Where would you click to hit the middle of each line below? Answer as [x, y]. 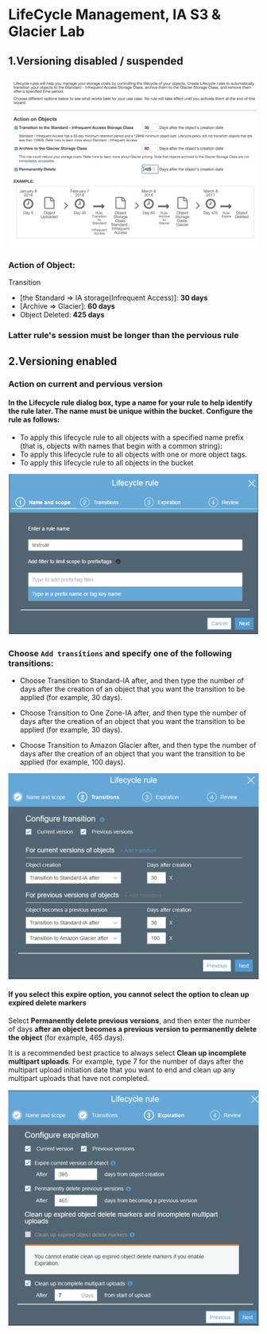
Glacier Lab [46, 31]
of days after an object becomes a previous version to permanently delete [132, 1029]
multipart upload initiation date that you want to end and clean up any [122, 1070]
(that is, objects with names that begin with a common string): [121, 445]
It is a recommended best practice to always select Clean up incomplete [128, 1053]
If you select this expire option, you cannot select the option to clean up [129, 994]
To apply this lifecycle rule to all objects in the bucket [106, 462]
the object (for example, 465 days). [67, 1038]
